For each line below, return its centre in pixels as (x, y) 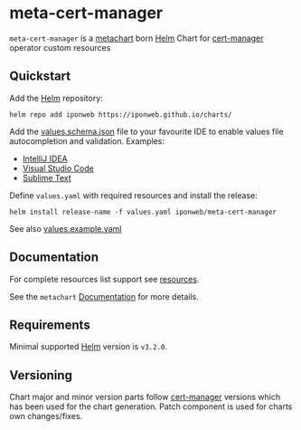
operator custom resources (60, 47)
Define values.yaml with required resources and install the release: (133, 195)
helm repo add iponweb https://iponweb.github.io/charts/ (121, 115)
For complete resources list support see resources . (104, 279)
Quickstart (40, 76)
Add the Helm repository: (56, 98)
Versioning (41, 375)
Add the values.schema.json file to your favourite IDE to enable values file (146, 131)
